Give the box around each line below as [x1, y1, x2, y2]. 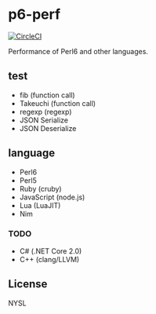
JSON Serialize [19, 115, 69, 125]
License [8, 277, 48, 291]
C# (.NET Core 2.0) [19, 246, 82, 256]
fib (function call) [19, 90, 76, 100]
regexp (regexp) [19, 107, 72, 116]
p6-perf [8, 5, 61, 24]
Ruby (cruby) [19, 184, 62, 193]
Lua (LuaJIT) [19, 200, 61, 210]
